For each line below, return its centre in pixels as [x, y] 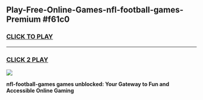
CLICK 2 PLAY [27, 59]
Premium [24, 20]
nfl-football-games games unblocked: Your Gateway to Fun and [88, 84]
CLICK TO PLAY [30, 37]
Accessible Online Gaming [40, 90]
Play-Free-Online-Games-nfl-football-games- [95, 10]
